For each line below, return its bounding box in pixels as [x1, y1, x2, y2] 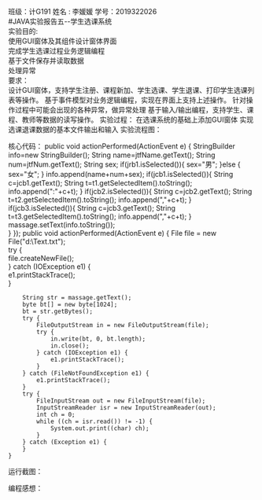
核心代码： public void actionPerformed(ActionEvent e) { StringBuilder [8, 142, 236, 151]
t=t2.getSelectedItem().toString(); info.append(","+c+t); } [8, 195, 192, 204]
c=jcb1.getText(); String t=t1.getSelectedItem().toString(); [8, 178, 193, 187]
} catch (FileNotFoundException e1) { [22, 369, 149, 377]
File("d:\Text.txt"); [8, 237, 66, 246]
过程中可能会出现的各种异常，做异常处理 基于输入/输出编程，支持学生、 [14, 105, 247, 114]
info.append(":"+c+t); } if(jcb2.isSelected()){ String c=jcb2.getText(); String [8, 187, 253, 196]
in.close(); [50, 342, 90, 350]
